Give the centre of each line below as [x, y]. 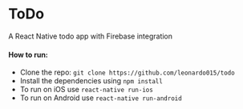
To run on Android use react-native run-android [101, 98]
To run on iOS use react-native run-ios [87, 90]
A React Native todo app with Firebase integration [91, 36]
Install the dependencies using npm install [91, 81]
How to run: [28, 54]
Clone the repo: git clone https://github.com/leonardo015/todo [127, 72]
